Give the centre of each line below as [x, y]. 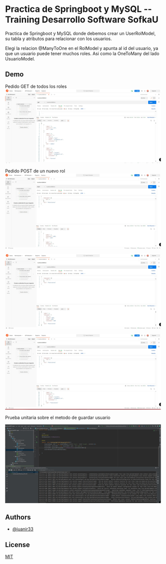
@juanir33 [23, 529]
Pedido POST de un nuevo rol [35, 171]
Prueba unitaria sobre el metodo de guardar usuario [58, 417]
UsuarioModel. [20, 58]
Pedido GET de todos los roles [36, 86]
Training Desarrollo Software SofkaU [82, 20]
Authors [18, 517]
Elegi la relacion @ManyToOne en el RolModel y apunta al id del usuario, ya [82, 48]
